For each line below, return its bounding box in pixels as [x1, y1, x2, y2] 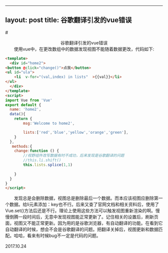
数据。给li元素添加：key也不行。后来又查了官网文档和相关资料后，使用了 [9, 202, 159, 208]
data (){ [9, 112, 26, 117]
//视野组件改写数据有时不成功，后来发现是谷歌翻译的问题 [23, 153, 124, 158]
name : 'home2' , [9, 107, 41, 112]
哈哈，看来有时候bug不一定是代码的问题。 [13, 233, 101, 239]
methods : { [11, 144, 32, 149]
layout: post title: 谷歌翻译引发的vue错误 [5, 16, 132, 24]
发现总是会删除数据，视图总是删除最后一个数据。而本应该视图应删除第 [13, 195, 158, 201]
